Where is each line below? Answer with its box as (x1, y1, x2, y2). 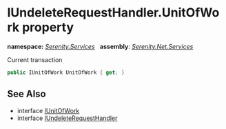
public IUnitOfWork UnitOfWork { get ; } (7, 69, 125, 76)
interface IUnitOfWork (17, 106, 80, 115)
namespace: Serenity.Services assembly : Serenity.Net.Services (7, 42, 194, 50)
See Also (7, 88, 46, 100)
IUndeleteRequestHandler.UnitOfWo (7, 5, 220, 21)
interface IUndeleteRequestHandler (17, 114, 118, 122)
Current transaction (7, 55, 63, 63)
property (21, 19, 74, 35)
